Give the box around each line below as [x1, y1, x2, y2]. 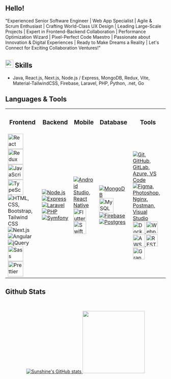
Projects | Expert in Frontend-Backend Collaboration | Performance [5, 28, 146, 35]
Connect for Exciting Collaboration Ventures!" [5, 44, 101, 50]
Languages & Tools [5, 95, 67, 104]
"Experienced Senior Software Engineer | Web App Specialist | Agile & [5, 17, 152, 23]
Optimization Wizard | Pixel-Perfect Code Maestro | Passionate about [5, 34, 151, 40]
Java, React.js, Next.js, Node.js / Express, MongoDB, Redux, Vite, [12, 74, 150, 81]
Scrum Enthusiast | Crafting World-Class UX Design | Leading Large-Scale [5, 23, 161, 29]
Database [99, 118, 128, 127]
